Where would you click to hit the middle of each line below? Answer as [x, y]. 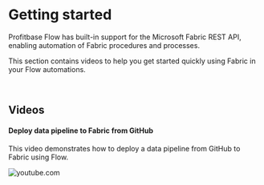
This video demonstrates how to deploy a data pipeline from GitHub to [124, 148]
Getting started [60, 15]
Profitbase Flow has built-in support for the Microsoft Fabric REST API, [125, 37]
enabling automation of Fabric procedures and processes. [104, 45]
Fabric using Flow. [39, 157]
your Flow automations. [47, 69]
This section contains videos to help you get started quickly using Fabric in [132, 61]
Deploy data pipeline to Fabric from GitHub [81, 131]
